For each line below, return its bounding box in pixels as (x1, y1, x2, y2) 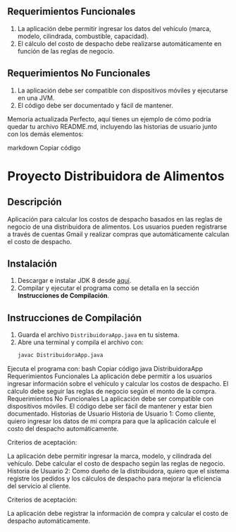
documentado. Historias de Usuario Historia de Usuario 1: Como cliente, (7, 409, 216, 418)
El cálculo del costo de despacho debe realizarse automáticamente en (17, 39, 222, 48)
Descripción (7, 196, 62, 208)
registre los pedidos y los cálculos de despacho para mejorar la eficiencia (7, 474, 222, 483)
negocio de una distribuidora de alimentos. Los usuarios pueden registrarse (7, 222, 228, 231)
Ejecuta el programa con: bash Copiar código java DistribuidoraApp (7, 365, 203, 373)
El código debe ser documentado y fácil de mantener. (17, 101, 174, 109)
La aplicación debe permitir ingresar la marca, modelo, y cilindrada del (7, 452, 212, 461)
